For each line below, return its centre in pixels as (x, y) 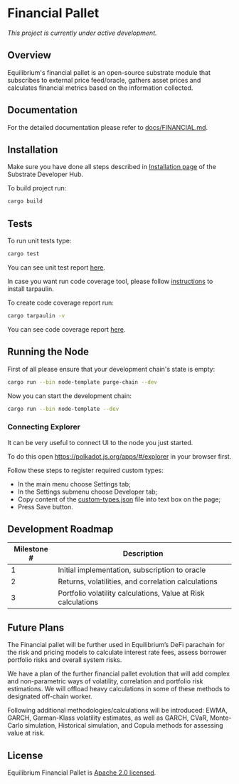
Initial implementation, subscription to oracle (132, 570)
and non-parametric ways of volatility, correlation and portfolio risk (105, 681)
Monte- (221, 718)
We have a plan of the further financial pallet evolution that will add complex (118, 674)
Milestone (31, 549)
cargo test (23, 254)
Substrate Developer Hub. (46, 174)
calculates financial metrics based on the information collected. (100, 88)
